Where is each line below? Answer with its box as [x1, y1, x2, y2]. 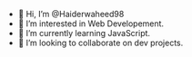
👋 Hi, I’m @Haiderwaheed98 [17, 9, 125, 19]
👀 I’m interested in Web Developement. [17, 18, 165, 29]
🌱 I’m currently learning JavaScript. [17, 28, 151, 38]
